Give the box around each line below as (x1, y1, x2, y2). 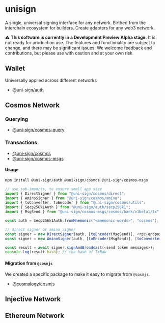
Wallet (5, 64, 26, 73)
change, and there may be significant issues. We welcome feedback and (5, 45, 152, 51)
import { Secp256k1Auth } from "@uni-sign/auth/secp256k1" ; (5, 205, 131, 210)
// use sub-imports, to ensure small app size (5, 187, 102, 191)
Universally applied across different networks (5, 77, 97, 83)
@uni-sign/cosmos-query (12, 127, 65, 133)
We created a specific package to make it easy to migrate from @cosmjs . (5, 271, 150, 277)
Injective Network (5, 295, 61, 303)
